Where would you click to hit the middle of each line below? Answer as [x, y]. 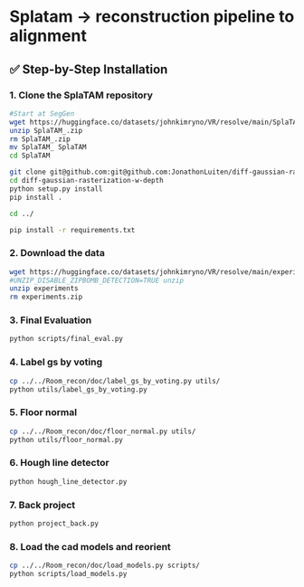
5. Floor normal [43, 412]
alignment [48, 36]
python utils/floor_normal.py [66, 440]
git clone [28, 172]
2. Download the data [57, 253]
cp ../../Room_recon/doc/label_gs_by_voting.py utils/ [115, 381]
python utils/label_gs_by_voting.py [78, 389]
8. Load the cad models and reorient [90, 546]
